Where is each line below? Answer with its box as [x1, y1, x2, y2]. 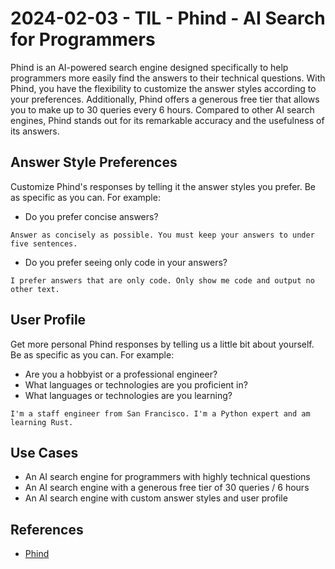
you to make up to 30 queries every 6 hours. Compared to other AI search [10, 103, 315, 116]
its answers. [10, 125, 60, 137]
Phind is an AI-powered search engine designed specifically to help [10, 61, 289, 73]
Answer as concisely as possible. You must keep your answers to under [10, 230, 315, 240]
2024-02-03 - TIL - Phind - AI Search [10, 7, 326, 30]
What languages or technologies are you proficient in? [24, 378, 248, 391]
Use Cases [10, 444, 79, 461]
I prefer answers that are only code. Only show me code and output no [10, 275, 315, 286]
